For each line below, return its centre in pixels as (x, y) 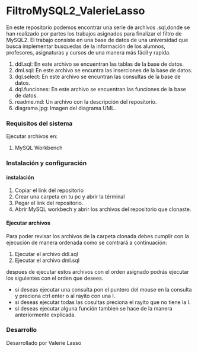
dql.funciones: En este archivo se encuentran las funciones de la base (100, 89)
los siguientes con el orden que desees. (55, 278)
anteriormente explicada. (45, 315)
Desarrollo (22, 330)
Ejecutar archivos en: (32, 136)
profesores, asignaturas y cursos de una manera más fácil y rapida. (88, 52)
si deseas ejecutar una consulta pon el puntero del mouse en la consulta (103, 289)
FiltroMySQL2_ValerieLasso (76, 11)
